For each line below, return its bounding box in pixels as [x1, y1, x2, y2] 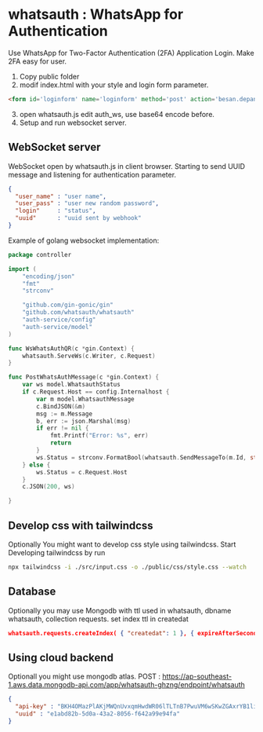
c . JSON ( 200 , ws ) [22, 483, 76, 491]
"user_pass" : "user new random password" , [15, 199, 159, 207]
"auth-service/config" [22, 316, 96, 324]
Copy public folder [19, 71, 80, 81]
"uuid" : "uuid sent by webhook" [15, 214, 142, 222]
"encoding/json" [22, 273, 76, 280]
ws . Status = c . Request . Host [36, 468, 128, 476]
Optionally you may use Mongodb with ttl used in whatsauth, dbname [8, 606, 232, 615]
